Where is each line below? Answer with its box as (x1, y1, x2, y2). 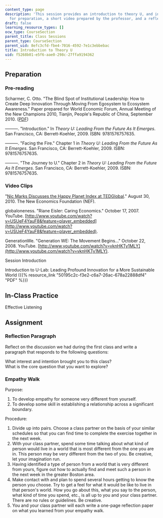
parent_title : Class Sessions (5, 34, 66, 39)
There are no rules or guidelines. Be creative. (12, 498, 102, 503)
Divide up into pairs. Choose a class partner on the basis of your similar (12, 425, 155, 431)
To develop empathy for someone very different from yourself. (12, 396, 137, 402)
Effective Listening (5, 304, 42, 310)
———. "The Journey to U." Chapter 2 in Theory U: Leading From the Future (5, 160, 157, 166)
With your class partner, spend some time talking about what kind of (12, 441, 149, 447)
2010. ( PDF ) (5, 116, 29, 122)
